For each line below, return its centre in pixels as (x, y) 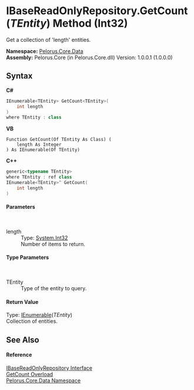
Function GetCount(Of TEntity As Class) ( (59, 140)
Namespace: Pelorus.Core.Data (45, 51)
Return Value (22, 301)
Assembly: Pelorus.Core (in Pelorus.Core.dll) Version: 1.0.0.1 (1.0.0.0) (89, 57)
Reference (19, 355)
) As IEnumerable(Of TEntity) (43, 150)
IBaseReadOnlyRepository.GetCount (97, 11)
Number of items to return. (53, 244)
